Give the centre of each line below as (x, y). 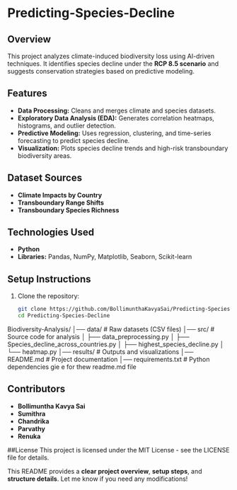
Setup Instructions (49, 279)
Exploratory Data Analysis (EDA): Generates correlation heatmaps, (116, 118)
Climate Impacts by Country (60, 195)
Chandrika (33, 421)
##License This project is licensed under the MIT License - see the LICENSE (118, 450)
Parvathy (31, 428)
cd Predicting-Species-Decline (64, 316)
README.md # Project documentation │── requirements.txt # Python (109, 359)
